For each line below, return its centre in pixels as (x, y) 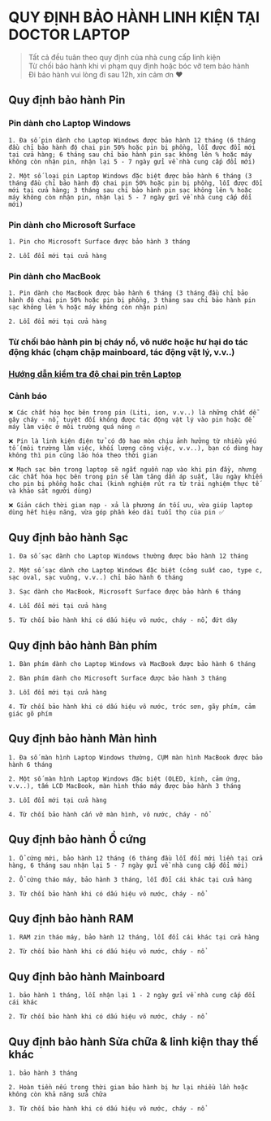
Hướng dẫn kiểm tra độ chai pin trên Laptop (95, 374)
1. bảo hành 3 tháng (43, 1073)
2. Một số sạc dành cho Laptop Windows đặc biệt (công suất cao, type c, (136, 571)
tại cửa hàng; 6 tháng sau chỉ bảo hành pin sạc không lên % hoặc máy (130, 155)
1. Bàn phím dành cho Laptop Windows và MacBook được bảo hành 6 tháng (132, 663)
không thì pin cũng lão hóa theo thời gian (83, 456)
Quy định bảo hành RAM (71, 919)
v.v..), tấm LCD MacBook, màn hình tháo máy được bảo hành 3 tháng (125, 786)
